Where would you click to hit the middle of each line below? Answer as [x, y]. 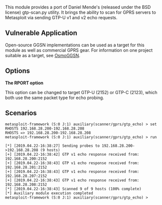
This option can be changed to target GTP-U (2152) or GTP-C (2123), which [81, 92]
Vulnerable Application [41, 33]
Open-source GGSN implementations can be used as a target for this [75, 45]
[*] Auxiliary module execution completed [49, 193]
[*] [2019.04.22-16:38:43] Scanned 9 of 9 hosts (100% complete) [73, 189]
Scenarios [21, 113]
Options [18, 71]
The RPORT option [24, 83]
